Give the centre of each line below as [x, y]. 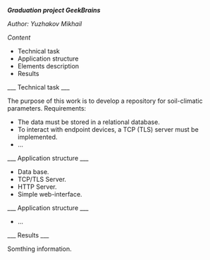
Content [19, 37]
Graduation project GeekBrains [54, 10]
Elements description [48, 66]
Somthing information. [39, 249]
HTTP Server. [37, 187]
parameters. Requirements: [47, 108]
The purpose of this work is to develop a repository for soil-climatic [105, 101]
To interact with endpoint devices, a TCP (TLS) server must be [108, 129]
